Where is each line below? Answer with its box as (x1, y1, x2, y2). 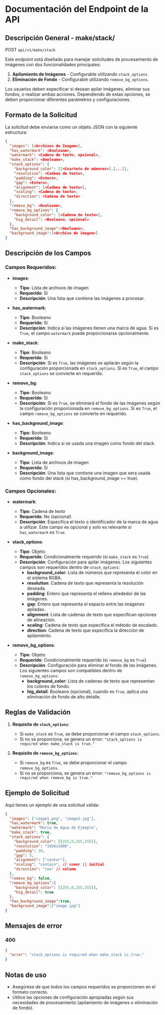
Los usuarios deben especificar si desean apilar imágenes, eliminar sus (5, 86, 150, 92)
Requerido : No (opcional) (19, 513, 71, 520)
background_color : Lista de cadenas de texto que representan (27, 678, 155, 684)
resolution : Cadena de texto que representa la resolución (27, 580, 144, 586)
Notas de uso (5, 970, 47, 979)
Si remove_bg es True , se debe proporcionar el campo (19, 759, 127, 765)
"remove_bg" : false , (9, 876, 52, 881)
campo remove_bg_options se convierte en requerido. (19, 411, 128, 416)
